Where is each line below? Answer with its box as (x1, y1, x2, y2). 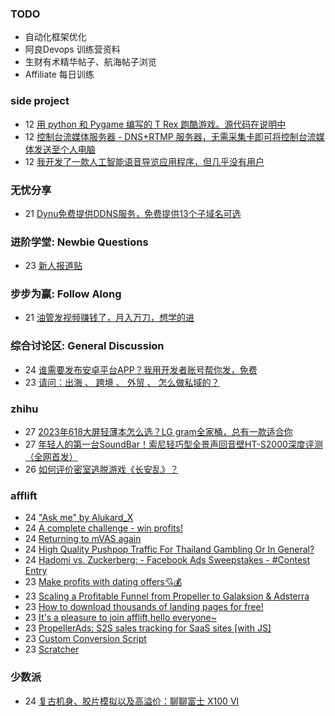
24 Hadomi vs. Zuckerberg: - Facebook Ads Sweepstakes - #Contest (24, 554, 311, 566)
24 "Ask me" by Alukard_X (24, 512, 134, 524)
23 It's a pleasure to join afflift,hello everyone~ (24, 612, 218, 624)
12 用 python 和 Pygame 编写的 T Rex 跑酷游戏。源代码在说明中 (24, 118, 287, 130)
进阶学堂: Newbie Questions (10, 235, 149, 249)
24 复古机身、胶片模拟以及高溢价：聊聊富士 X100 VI (24, 695, 240, 707)
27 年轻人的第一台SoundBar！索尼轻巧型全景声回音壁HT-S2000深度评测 (24, 438, 323, 451)
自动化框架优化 (24, 31, 87, 43)
